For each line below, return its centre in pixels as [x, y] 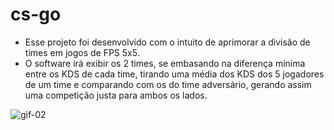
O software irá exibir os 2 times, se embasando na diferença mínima [165, 63]
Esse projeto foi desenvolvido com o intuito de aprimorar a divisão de [167, 42]
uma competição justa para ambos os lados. [116, 95]
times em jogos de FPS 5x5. [82, 52]
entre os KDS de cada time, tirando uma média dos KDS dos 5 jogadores [174, 74]
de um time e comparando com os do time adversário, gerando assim [168, 84]
